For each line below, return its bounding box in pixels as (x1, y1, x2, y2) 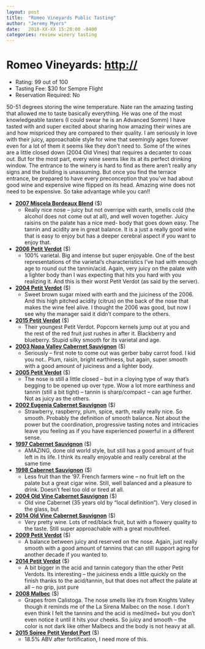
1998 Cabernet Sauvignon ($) (15, 467, 92, 474)
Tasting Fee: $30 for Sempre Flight (15, 85, 103, 92)
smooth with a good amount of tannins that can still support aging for (24, 544, 199, 552)
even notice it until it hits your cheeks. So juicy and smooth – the (24, 616, 187, 623)
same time (24, 460, 51, 467)
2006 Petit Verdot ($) (15, 246, 71, 253)
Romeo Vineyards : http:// (6, 58, 138, 72)
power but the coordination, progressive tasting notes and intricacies (24, 421, 199, 429)
